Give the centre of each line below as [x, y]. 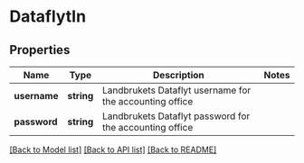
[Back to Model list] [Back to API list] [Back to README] [113, 149]
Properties [40, 50]
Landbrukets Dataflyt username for [177, 90]
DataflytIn [48, 17]
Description [179, 75]
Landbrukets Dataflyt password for [176, 116]
